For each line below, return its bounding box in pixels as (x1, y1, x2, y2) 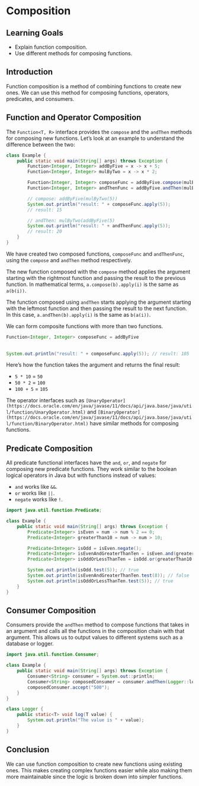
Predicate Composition (6, 443, 93, 453)
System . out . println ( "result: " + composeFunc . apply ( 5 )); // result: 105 (6, 351, 190, 357)
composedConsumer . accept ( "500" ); (27, 684, 110, 690)
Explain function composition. (14, 43, 88, 50)
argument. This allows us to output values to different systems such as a (6, 634, 183, 641)
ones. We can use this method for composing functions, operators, (6, 89, 170, 96)
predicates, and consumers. (6, 95, 75, 102)
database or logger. (6, 640, 54, 647)
